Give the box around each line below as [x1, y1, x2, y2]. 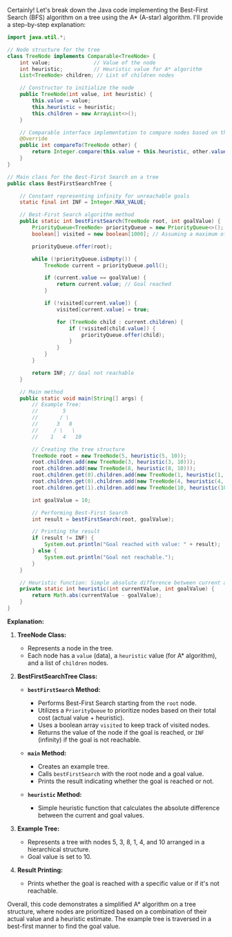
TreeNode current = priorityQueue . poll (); [43, 262, 168, 269]
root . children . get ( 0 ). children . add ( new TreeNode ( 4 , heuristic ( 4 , [32, 478, 224, 485]
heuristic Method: [27, 790, 82, 798]
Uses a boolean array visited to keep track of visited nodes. [37, 721, 211, 729]
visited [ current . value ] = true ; [56, 306, 150, 313]
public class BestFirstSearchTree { [7, 180, 113, 187]
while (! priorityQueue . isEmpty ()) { [32, 255, 137, 262]
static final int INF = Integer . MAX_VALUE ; [19, 199, 147, 206]
